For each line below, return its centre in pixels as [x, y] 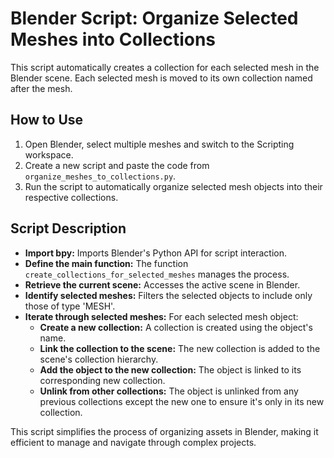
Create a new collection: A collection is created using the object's [176, 327]
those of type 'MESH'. [70, 306]
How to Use [47, 120]
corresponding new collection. [102, 380]
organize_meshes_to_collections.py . [100, 176]
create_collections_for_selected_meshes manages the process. [157, 274]
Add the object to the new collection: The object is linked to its [170, 369]
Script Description [68, 228]
